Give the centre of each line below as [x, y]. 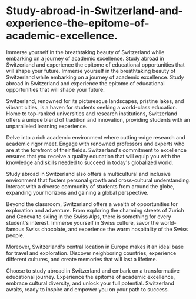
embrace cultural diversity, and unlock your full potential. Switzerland [90, 283]
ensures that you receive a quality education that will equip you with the [93, 156]
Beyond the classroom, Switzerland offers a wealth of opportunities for [92, 204]
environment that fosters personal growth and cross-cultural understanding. [98, 180]
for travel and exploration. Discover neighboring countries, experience [91, 253]
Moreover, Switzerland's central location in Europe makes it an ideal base [95, 247]
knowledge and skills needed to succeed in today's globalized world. [90, 162]
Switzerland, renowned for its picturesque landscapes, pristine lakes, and [95, 101]
